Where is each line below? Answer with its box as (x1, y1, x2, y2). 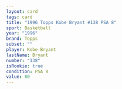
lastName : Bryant (6, 52, 49, 58)
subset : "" (6, 42, 33, 47)
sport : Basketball (6, 25, 51, 31)
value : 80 (6, 74, 30, 80)
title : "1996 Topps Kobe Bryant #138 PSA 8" (6, 19, 117, 25)
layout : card (6, 8, 38, 15)
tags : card (6, 14, 33, 20)
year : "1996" (6, 30, 38, 36)
